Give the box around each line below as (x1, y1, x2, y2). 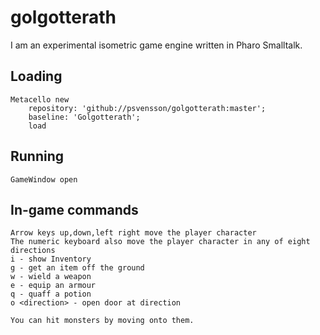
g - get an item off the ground (10, 263, 145, 273)
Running (10, 148, 65, 165)
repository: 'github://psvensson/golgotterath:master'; (28, 103, 267, 113)
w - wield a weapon (10, 272, 92, 282)
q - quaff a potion (10, 289, 92, 300)
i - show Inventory (10, 254, 92, 265)
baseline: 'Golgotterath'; (28, 112, 141, 122)
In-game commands (10, 201, 139, 218)
